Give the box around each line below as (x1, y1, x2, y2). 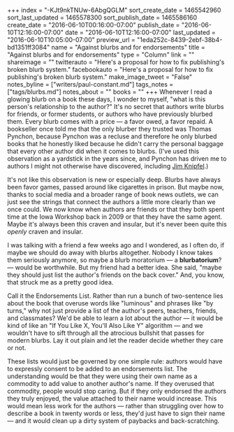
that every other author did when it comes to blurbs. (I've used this (7, 147, 200, 155)
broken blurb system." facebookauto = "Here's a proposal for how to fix (7, 66, 214, 73)
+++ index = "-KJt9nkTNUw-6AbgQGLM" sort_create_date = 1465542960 (7, 6, 221, 14)
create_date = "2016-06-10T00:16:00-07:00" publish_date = (7, 21, 180, 29)
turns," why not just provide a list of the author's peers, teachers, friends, (7, 307, 218, 315)
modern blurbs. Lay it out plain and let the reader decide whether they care (7, 336, 224, 345)
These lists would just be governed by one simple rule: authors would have (7, 357, 223, 366)
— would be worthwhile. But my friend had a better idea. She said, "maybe (7, 264, 222, 271)
